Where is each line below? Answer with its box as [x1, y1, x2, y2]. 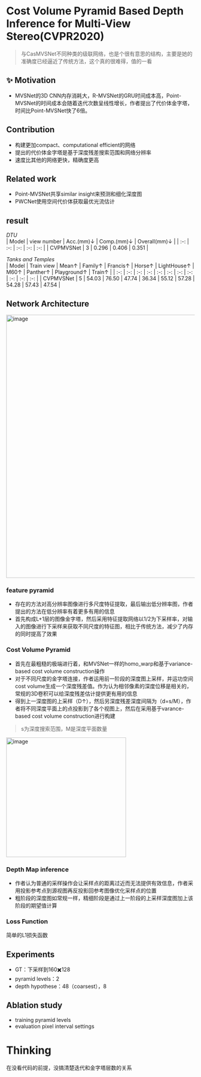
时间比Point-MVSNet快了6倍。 [14, 106, 91, 114]
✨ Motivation [6, 75, 56, 86]
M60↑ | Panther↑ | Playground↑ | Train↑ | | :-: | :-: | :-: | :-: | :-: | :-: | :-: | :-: [6, 269, 193, 276]
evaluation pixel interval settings [14, 1023, 95, 1030]
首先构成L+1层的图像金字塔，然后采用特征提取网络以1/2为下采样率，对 [14, 615, 188, 623]
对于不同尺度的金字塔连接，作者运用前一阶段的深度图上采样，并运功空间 [14, 675, 193, 682]
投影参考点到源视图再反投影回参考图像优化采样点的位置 [20, 887, 157, 894]
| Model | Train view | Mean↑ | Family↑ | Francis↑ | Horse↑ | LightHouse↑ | [6, 262, 194, 270]
